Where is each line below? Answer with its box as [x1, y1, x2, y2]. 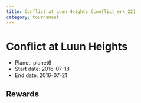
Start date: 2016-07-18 [14, 66, 70, 73]
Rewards [6, 89, 40, 99]
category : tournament [6, 14, 60, 20]
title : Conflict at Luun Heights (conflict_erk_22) [6, 8, 136, 15]
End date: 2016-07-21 [14, 72, 67, 79]
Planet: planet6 [14, 59, 52, 66]
